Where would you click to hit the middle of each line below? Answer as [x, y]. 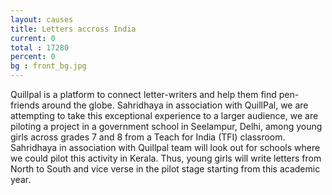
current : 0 [33, 38]
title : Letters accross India [73, 29]
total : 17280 [40, 47]
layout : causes [42, 19]
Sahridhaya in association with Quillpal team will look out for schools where [165, 147]
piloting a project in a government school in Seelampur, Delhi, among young [166, 126]
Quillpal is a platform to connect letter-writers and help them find [143, 94]
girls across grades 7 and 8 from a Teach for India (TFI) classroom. [148, 137]
